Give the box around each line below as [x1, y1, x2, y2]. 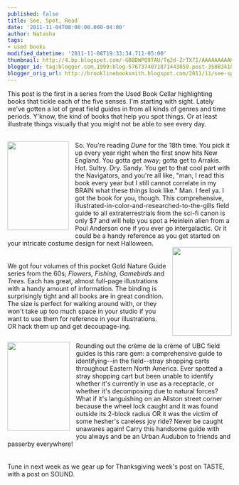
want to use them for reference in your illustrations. [7, 314, 158, 323]
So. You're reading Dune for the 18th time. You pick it [75, 141, 230, 149]
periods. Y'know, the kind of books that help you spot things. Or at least [7, 111, 218, 121]
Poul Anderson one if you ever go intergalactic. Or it [75, 224, 227, 232]
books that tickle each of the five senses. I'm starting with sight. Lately [7, 97, 215, 105]
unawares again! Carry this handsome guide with [75, 424, 220, 433]
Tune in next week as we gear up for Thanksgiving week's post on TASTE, [7, 462, 225, 471]
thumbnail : [7, 57, 40, 64]
